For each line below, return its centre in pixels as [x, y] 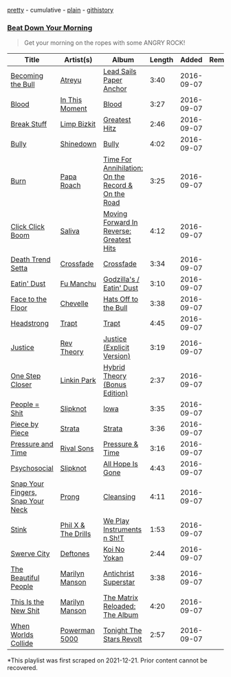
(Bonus [115, 384]
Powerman [77, 631]
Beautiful [25, 578]
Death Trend [31, 259]
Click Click [28, 227]
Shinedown [78, 144]
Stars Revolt [122, 639]
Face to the [29, 300]
